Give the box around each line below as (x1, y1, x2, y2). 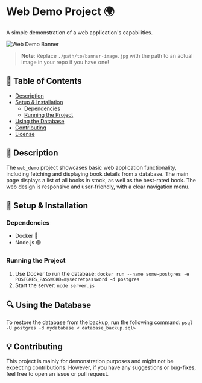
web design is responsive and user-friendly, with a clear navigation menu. (6, 183, 190, 190)
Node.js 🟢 (14, 239, 42, 246)
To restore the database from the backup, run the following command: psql (6, 319, 193, 326)
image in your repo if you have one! (21, 58, 110, 66)
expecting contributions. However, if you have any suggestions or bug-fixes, (6, 364, 197, 371)
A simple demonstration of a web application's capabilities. (6, 28, 153, 36)
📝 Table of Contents (6, 76, 82, 86)
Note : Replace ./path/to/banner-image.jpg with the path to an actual (21, 52, 193, 59)
